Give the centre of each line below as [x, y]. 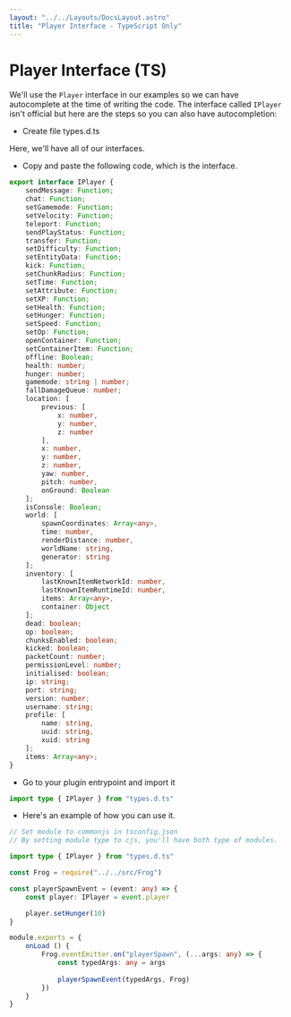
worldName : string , [78, 548]
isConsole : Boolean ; [64, 507]
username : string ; [60, 707]
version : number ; [58, 698]
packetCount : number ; [65, 657]
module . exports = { [46, 938]
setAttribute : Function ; [72, 291]
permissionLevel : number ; [74, 665]
